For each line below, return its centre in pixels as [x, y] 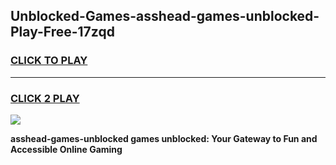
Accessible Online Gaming [66, 149]
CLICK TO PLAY [49, 61]
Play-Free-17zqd [62, 32]
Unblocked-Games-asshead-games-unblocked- [165, 16]
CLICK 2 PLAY [45, 98]
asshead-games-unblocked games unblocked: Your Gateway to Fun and [164, 138]
